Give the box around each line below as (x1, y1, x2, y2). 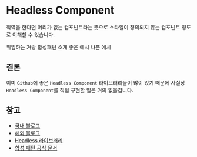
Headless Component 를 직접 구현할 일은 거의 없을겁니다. (6, 86, 133, 93)
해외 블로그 (14, 129, 41, 136)
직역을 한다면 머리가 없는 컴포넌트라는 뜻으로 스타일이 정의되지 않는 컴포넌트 (6, 24, 181, 31)
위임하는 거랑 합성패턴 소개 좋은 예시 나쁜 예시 (6, 44, 112, 51)
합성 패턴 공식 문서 (14, 144, 58, 151)
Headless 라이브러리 (14, 136, 63, 144)
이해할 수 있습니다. (12, 31, 55, 38)
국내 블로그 (14, 122, 41, 129)
